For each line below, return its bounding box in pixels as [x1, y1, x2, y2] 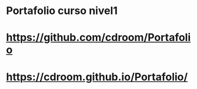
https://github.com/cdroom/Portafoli [6, 31, 191, 44]
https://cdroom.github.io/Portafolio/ [6, 70, 188, 83]
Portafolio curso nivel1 [6, 4, 118, 18]
